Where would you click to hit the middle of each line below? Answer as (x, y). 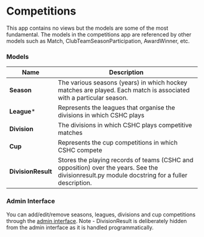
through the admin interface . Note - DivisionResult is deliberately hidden (97, 221)
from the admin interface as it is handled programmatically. (80, 227)
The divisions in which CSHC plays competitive (125, 125)
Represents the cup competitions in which (118, 143)
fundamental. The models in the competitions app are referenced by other (99, 34)
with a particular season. (93, 98)
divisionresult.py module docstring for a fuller (123, 176)
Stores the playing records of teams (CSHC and (126, 160)
